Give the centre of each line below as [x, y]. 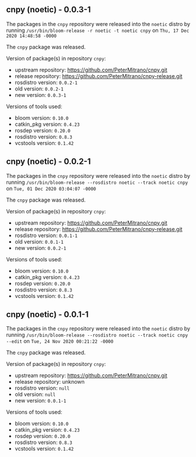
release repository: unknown [49, 382]
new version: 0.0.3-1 [40, 95]
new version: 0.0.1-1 [40, 401]
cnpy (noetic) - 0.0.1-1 [47, 315]
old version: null [35, 394]
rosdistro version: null [42, 388]
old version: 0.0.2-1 [39, 89]
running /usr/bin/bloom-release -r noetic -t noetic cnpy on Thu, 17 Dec [98, 30]
